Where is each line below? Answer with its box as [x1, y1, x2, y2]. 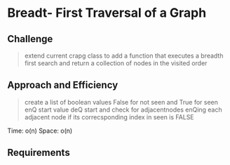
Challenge [7, 33, 53, 45]
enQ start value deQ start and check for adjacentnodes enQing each [24, 105, 222, 114]
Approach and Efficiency [7, 79, 119, 91]
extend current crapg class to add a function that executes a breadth [24, 51, 224, 60]
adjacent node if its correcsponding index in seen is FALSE [24, 112, 194, 121]
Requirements [7, 147, 70, 159]
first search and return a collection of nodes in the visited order [24, 59, 208, 67]
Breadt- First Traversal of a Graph [7, 5, 207, 21]
